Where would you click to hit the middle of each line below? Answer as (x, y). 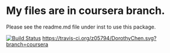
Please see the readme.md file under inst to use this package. (81, 27)
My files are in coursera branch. (86, 11)
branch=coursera (27, 44)
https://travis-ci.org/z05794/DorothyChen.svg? (99, 38)
